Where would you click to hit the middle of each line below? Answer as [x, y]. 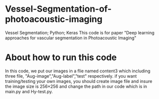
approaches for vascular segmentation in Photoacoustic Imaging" [71, 38]
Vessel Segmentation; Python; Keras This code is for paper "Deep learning [80, 33]
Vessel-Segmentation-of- [58, 9]
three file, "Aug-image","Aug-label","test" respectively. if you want [71, 76]
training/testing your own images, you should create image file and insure [79, 81]
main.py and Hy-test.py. [29, 91]
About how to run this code [61, 58]
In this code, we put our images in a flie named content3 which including [78, 71]
